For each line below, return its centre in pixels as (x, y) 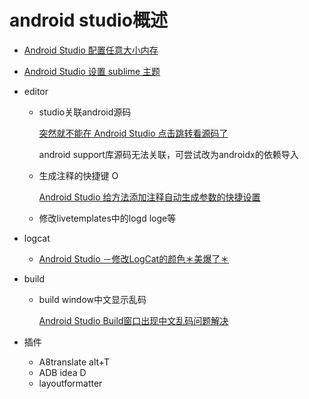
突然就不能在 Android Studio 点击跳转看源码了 (133, 133)
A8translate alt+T (74, 362)
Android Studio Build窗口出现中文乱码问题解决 (133, 320)
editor (36, 91)
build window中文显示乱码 (92, 299)
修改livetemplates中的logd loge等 (107, 218)
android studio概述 (88, 20)
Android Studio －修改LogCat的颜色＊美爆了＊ (134, 258)
